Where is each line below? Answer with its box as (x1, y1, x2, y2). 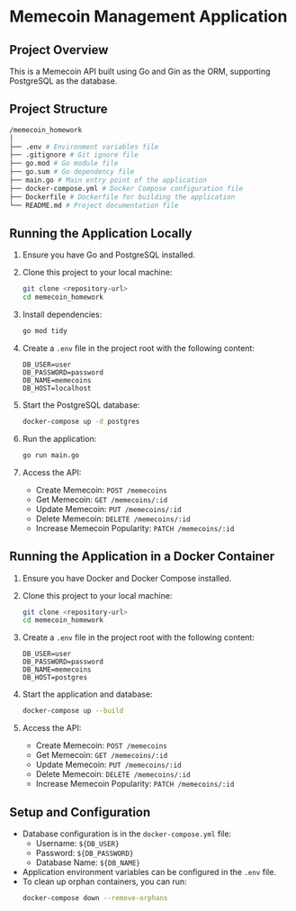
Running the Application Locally (9, 225, 193, 240)
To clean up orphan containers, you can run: (22, 876, 187, 887)
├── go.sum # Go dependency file (9, 167, 135, 176)
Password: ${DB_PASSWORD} (35, 848, 134, 858)
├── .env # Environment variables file (9, 142, 159, 151)
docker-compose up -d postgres (22, 417, 140, 426)
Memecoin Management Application (9, 6, 288, 27)
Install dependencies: (22, 309, 103, 320)
